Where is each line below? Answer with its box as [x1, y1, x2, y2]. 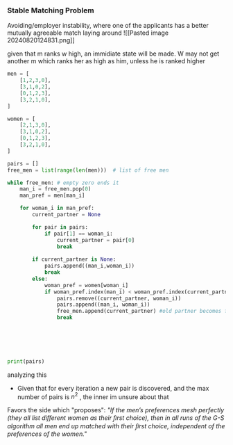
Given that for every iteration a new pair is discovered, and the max [17, 384, 209, 392]
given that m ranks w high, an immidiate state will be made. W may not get [7, 49, 220, 58]
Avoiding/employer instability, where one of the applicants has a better [7, 22, 209, 30]
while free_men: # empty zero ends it [7, 179, 119, 186]
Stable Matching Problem [7, 6, 95, 15]
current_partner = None [32, 211, 101, 218]
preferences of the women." [7, 430, 87, 438]
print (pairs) [7, 357, 45, 365]
